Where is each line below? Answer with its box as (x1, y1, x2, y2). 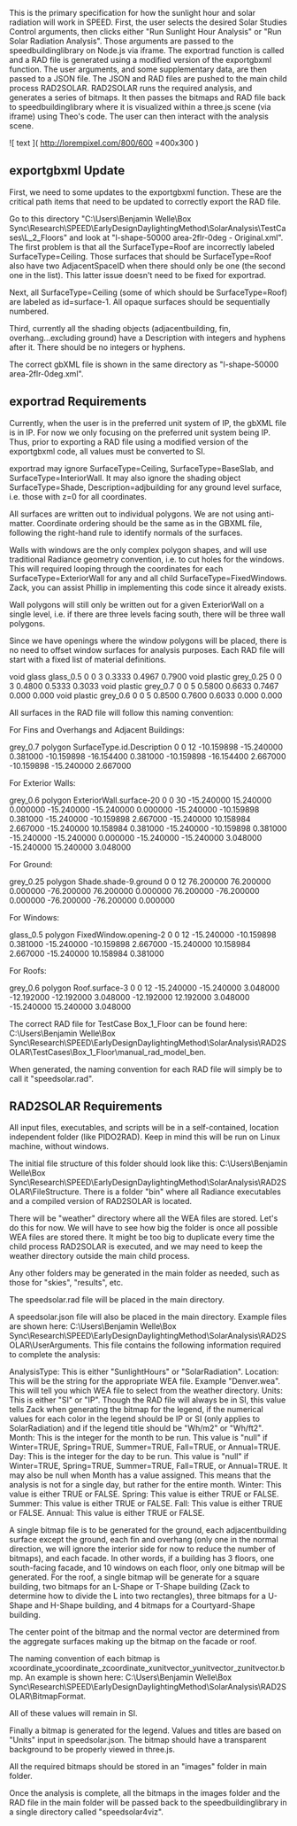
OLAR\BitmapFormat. (9, 1691, 87, 1702)
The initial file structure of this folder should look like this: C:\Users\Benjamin (9, 1158, 288, 1169)
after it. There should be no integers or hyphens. (9, 341, 186, 353)
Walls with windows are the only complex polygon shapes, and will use (9, 544, 268, 555)
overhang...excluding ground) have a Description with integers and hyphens (9, 332, 286, 343)
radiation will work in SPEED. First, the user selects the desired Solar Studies (9, 17, 287, 27)
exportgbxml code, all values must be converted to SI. (9, 446, 206, 456)
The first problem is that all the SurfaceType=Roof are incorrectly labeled (9, 241, 276, 252)
